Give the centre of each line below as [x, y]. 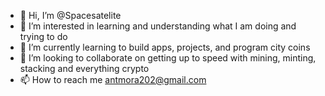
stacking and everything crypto [84, 68]
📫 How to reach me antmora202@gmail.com [113, 79]
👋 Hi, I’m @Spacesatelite [70, 15]
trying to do [43, 36]
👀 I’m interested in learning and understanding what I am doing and [158, 26]
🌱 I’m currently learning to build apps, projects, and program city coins [165, 47]
